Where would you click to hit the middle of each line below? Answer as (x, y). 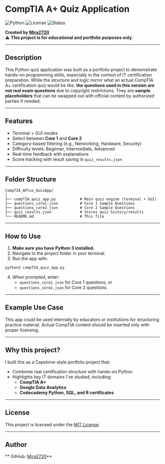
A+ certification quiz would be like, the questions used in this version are (80, 85)
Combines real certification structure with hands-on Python (72, 371)
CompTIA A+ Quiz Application (67, 9)
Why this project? (33, 350)
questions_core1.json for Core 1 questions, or (66, 283)
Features (19, 121)
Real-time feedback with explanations (50, 154)
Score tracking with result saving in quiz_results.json (67, 159)
